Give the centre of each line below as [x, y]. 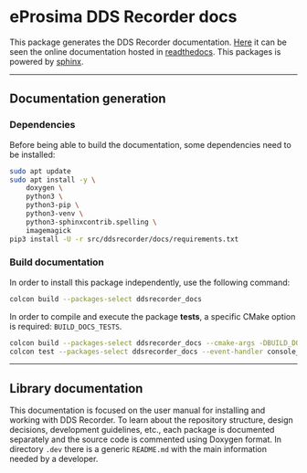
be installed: [32, 154]
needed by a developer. [54, 459]
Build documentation [57, 262]
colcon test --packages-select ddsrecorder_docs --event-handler [136, 352]
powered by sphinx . [47, 61]
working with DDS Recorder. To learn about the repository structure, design [152, 420]
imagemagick [48, 230]
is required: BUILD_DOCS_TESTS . [66, 326]
